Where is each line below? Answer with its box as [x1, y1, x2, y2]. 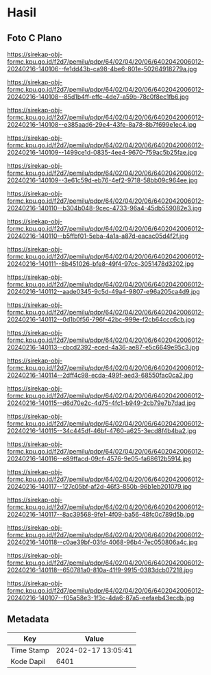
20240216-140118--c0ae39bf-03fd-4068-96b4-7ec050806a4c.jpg [7, 538, 198, 546]
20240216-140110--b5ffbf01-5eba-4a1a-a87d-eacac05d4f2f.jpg [7, 232, 189, 240]
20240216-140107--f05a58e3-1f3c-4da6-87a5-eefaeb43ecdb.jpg [7, 594, 195, 602]
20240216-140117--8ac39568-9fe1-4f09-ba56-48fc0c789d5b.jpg [7, 511, 195, 518]
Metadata [7, 613, 49, 625]
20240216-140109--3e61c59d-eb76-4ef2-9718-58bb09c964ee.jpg [7, 176, 198, 184]
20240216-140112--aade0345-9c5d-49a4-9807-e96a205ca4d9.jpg [7, 288, 200, 295]
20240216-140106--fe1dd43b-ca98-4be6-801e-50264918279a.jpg [7, 65, 197, 73]
